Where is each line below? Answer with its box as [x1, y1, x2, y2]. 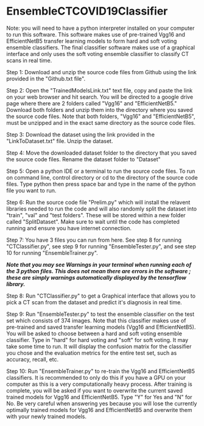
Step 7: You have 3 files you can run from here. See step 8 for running [6, 236, 181, 243]
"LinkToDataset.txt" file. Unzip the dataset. [6, 137, 113, 144]
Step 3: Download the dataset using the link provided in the [6, 131, 155, 138]
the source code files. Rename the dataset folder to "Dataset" [6, 155, 161, 162]
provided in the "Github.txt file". [6, 75, 86, 82]
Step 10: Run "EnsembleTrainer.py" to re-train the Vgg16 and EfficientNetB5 [6, 367, 195, 375]
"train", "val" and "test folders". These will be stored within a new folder [6, 211, 186, 218]
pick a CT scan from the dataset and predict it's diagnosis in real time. [6, 298, 183, 306]
